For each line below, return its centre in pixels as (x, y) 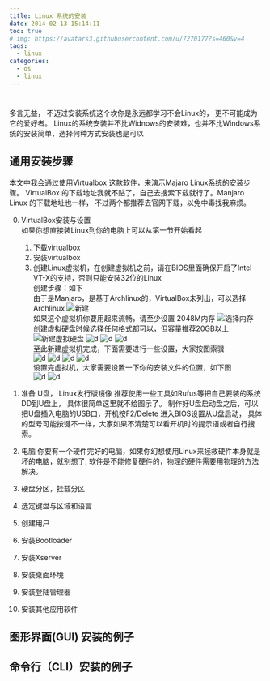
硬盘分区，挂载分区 (53, 488)
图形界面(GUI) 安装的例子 (72, 637)
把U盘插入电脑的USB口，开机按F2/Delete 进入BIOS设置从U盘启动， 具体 (141, 413)
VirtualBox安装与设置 (56, 220)
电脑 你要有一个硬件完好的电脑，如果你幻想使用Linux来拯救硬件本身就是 (141, 451)
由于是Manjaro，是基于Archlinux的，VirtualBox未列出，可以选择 (139, 298)
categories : (29, 62)
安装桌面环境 (42, 574)
